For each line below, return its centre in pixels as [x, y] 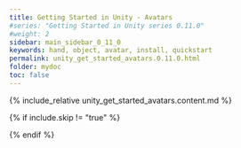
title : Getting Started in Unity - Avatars [91, 17]
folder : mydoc [36, 67]
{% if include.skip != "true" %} [65, 117]
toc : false [29, 75]
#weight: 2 [29, 34]
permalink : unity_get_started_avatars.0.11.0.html [105, 58]
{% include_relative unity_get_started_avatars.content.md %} [121, 100]
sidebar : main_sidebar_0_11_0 [65, 42]
